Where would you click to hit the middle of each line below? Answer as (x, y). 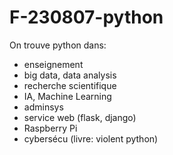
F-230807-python (86, 17)
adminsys (43, 107)
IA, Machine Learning (67, 96)
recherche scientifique (70, 85)
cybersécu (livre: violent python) (91, 138)
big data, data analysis (70, 75)
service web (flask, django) (80, 117)
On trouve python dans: (58, 45)
